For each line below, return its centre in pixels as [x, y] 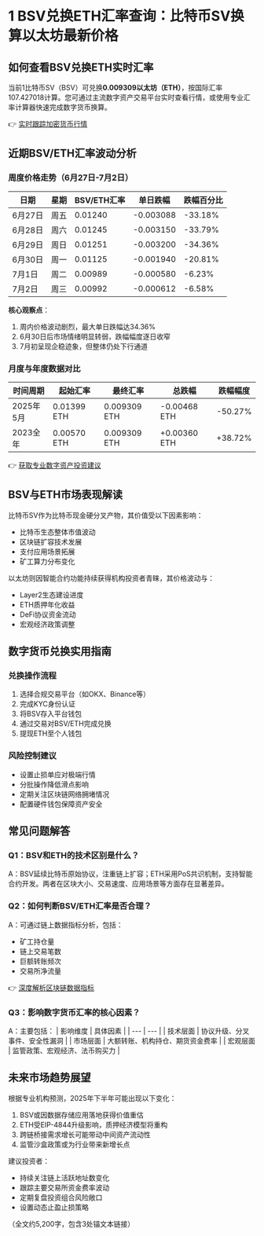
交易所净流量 [40, 970]
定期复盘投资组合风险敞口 [61, 1197]
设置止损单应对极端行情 [57, 774]
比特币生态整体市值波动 [57, 532]
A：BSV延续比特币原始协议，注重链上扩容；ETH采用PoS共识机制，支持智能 [130, 874]
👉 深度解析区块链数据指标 [51, 988]
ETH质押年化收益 [47, 604]
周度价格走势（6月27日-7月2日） [71, 178]
